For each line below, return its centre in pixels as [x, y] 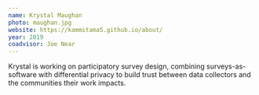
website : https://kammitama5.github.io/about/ [86, 30]
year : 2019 [26, 37]
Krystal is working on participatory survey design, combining [107, 66]
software [22, 75]
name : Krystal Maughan [45, 15]
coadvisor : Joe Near [42, 44]
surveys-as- [226, 66]
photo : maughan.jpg [40, 23]
